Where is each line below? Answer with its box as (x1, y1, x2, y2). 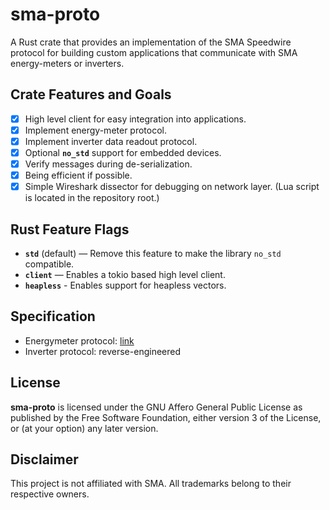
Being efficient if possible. (24, 169, 133, 182)
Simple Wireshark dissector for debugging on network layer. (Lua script (24, 181, 320, 193)
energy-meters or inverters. (10, 57, 125, 69)
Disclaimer (10, 451, 79, 468)
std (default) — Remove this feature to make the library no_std (24, 248, 282, 259)
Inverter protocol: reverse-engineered (24, 345, 182, 357)
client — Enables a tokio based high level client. (24, 269, 226, 280)
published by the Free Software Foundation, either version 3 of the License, (10, 411, 322, 423)
